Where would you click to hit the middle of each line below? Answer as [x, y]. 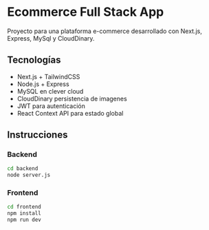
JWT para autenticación [51, 106]
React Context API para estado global [70, 113]
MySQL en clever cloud [50, 91]
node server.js [29, 175]
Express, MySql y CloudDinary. [51, 38]
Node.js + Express [43, 84]
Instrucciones [37, 135]
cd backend [23, 169]
